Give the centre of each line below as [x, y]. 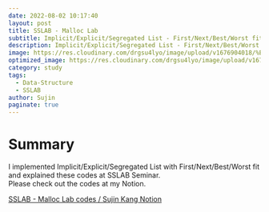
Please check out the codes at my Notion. [77, 184]
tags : [17, 75]
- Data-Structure [44, 82]
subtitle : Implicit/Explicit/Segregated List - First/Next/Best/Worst [128, 38]
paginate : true [34, 105]
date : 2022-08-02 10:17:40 [53, 16]
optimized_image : [37, 61]
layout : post [30, 23]
